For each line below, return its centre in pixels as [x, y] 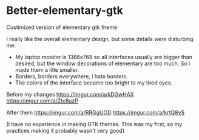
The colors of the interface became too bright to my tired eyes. [94, 83]
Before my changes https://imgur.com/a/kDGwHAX [70, 94]
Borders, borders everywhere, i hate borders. [72, 76]
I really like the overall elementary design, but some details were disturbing [100, 39]
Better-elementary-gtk [65, 11]
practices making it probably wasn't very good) [66, 130]
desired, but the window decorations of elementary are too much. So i [103, 63]
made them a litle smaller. [47, 69]
